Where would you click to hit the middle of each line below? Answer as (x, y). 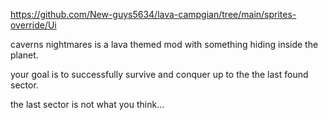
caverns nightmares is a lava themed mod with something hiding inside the (164, 44)
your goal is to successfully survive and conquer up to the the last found (159, 74)
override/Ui (33, 25)
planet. (24, 55)
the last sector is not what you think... (87, 104)
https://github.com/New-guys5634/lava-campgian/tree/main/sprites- (153, 14)
